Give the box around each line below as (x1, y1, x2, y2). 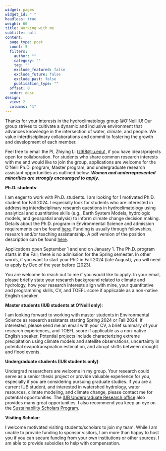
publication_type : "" (14, 81, 58, 86)
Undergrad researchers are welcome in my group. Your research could (5, 368, 150, 374)
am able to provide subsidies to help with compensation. (5, 440, 120, 446)
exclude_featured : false (14, 68, 65, 73)
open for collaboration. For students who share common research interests (5, 154, 158, 159)
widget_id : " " (5, 12, 37, 17)
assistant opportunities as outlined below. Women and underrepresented (5, 170, 156, 175)
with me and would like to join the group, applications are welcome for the (5, 159, 156, 165)
